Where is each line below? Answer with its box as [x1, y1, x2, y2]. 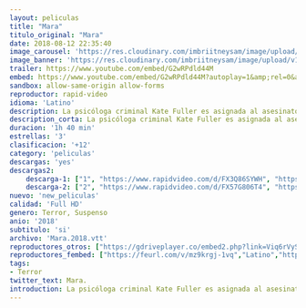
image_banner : [9, 56, 64, 65]
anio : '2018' [9, 216, 59, 226]
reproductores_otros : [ [9, 242, 100, 252]
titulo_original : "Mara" [9, 30, 104, 39]
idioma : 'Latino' [9, 98, 76, 108]
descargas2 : [9, 166, 55, 175]
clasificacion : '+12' [9, 140, 92, 149]
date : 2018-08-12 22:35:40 [9, 38, 112, 48]
